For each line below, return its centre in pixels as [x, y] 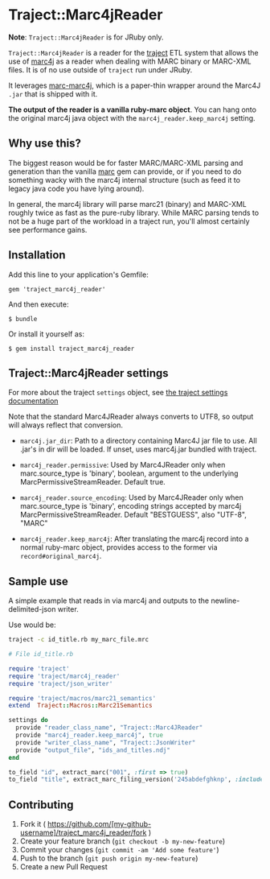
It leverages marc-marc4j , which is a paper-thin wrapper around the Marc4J [135, 85]
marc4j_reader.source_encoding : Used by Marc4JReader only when [131, 497]
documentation [33, 401]
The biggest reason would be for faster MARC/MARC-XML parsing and [126, 163]
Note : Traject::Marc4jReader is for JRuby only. [86, 37]
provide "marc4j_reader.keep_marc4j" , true [89, 735]
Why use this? [45, 144]
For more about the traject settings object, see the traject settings [118, 393]
